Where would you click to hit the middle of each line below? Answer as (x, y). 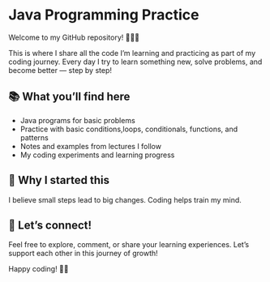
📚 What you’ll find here (69, 97)
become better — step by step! (60, 70)
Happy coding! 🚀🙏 (39, 269)
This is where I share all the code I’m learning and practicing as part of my (132, 53)
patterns (34, 137)
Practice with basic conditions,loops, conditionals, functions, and (129, 129)
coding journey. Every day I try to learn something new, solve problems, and (135, 62)
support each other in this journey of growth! (83, 254)
